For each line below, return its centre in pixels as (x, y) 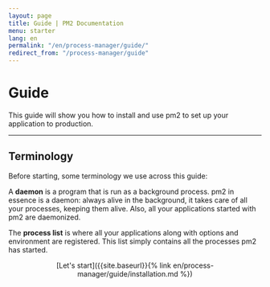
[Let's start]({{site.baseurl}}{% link (113, 265)
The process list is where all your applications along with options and (123, 232)
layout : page (30, 16)
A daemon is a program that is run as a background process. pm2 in (121, 191)
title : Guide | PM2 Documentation (66, 23)
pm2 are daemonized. (45, 217)
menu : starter (32, 31)
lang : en (23, 38)
